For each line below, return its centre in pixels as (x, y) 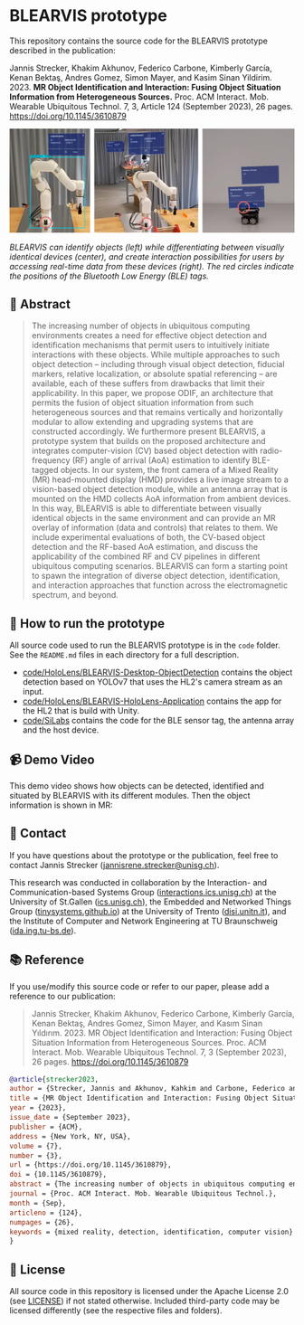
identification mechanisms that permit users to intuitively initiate (150, 345)
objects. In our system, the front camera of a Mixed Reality (169, 470)
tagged (45, 470)
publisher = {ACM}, (46, 1127)
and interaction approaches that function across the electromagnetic (159, 585)
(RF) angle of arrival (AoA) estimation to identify (161, 460)
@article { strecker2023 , (54, 1079)
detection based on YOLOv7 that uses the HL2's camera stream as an (152, 682)
